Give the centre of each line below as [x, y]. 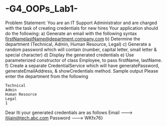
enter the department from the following [47, 76]
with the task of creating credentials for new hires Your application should [82, 28]
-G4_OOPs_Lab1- [41, 9]
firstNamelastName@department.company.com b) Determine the [73, 39]
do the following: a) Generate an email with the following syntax [71, 33]
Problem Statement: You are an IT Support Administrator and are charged [81, 23]
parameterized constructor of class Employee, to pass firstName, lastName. [84, 60]
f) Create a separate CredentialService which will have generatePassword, [82, 66]
